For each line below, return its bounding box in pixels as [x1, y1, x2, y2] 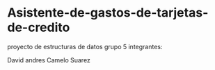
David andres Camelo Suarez [7, 55, 90, 64]
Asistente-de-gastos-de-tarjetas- [7, 5, 209, 21]
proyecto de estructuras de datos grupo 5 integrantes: [7, 42, 163, 51]
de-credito [7, 19, 70, 35]
